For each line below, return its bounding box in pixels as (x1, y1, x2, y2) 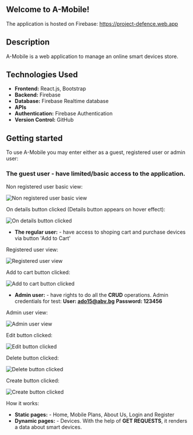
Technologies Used (6, 70, 78, 80)
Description (6, 37, 50, 47)
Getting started (6, 133, 63, 143)
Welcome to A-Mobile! (6, 5, 89, 15)
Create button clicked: (6, 377, 60, 384)
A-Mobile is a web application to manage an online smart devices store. (6, 53, 178, 60)
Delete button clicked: (6, 354, 59, 361)
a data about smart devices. (14, 423, 82, 430)
